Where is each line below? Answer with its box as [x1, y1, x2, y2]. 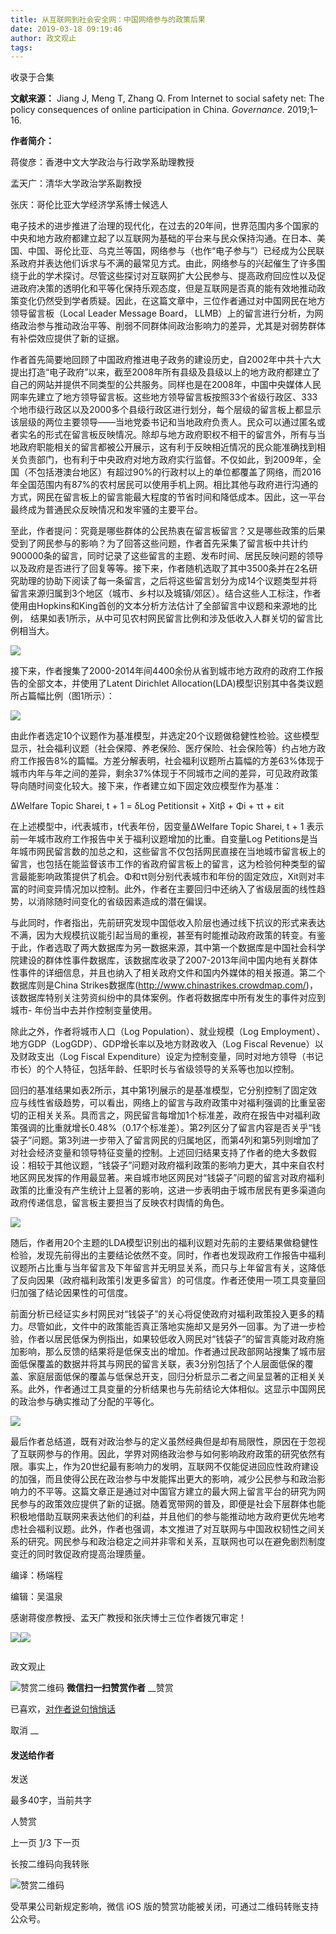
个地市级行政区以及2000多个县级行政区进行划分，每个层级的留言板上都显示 [10, 404, 322, 416]
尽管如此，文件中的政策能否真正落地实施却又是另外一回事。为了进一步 [27, 1321, 317, 1333]
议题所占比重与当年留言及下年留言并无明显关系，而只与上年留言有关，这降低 [10, 1262, 326, 1274]
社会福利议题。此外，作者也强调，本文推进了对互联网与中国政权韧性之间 [18, 1523, 317, 1535]
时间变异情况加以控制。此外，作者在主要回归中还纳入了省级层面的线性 [27, 883, 317, 895]
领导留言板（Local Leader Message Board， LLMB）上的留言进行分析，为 [10, 307, 315, 320]
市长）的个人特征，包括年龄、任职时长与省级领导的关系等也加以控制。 [10, 1063, 300, 1075]
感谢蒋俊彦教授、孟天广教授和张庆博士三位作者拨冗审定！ [10, 1612, 247, 1624]
